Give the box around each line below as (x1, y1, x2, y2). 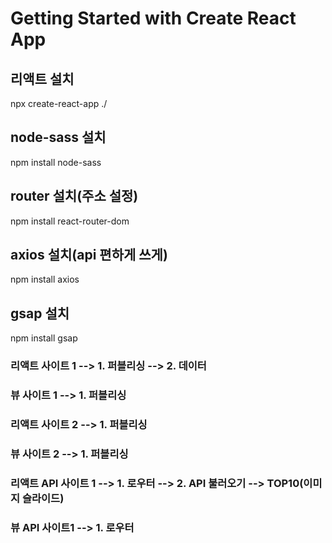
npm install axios (10, 273, 80, 286)
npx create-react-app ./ (10, 98, 108, 109)
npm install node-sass (10, 156, 102, 168)
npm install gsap (10, 332, 78, 344)
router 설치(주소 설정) (10, 188, 139, 205)
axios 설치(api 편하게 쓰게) (10, 247, 168, 264)
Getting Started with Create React (10, 7, 297, 30)
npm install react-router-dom (10, 215, 130, 227)
